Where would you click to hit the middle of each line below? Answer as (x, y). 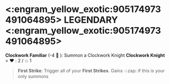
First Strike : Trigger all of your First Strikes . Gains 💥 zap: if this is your (91, 70)
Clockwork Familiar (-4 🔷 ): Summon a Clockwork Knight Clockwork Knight (85, 55)
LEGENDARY (91, 20)
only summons (33, 76)
